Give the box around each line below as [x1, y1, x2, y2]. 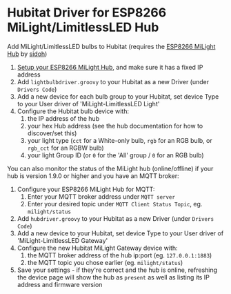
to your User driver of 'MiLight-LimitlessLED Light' [17, 99, 160, 108]
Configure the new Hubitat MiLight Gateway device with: [17, 244, 178, 252]
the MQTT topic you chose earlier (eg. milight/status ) [27, 258, 183, 266]
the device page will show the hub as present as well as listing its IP [17, 273, 210, 281]
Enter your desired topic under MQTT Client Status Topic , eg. [27, 199, 203, 208]
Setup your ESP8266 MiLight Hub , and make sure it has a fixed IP [17, 63, 203, 71]
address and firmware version [17, 280, 103, 288]
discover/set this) [27, 129, 77, 137]
